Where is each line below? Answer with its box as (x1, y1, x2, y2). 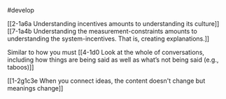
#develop (7, 6, 35, 14)
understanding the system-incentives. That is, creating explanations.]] (7, 34, 210, 43)
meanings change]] (7, 84, 64, 92)
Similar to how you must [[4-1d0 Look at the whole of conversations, (7, 48, 205, 56)
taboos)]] (7, 63, 34, 71)
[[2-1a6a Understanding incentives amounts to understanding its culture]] (7, 20, 220, 27)
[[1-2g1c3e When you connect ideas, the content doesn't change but (7, 77, 206, 85)
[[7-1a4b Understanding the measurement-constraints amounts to (7, 27, 197, 35)
